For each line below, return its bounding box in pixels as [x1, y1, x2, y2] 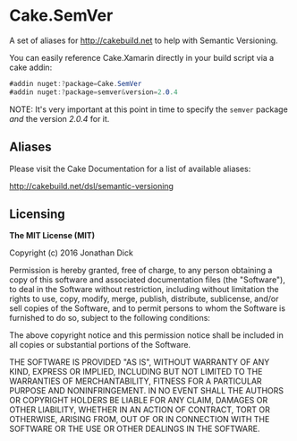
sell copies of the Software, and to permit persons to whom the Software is [9, 303, 286, 314]
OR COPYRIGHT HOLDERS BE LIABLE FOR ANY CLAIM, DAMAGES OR [9, 395, 268, 406]
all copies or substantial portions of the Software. [9, 340, 191, 350]
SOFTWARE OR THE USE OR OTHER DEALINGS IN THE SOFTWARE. [9, 423, 260, 435]
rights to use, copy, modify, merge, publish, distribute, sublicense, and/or [9, 293, 279, 305]
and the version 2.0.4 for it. [9, 113, 110, 124]
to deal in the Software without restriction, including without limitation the [9, 284, 279, 295]
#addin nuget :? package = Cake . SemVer [9, 79, 142, 88]
